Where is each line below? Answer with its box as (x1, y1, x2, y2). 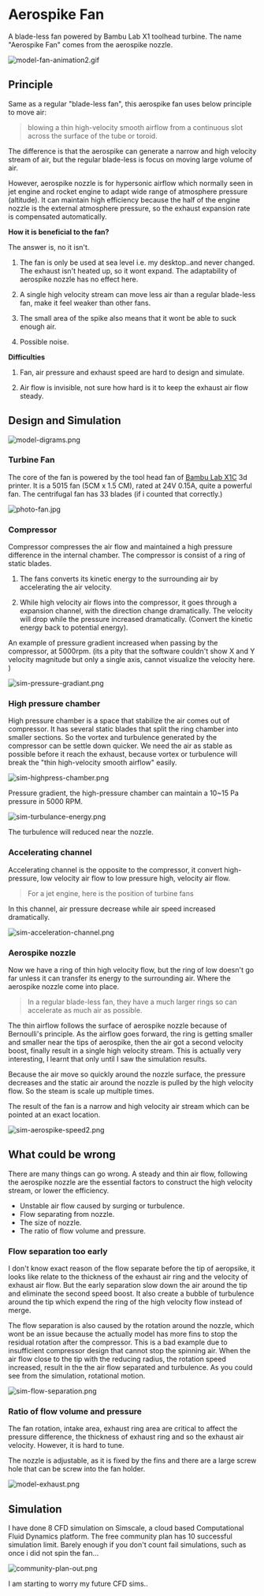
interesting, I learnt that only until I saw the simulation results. (8, 1055, 207, 1064)
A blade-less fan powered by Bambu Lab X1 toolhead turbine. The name (8, 32, 242, 41)
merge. (8, 1306, 32, 1315)
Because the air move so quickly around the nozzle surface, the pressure (8, 1070, 246, 1079)
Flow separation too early (8, 1245, 108, 1256)
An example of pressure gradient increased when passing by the (8, 638, 218, 648)
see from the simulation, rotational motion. (8, 1371, 146, 1381)
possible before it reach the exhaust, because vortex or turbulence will (8, 750, 238, 759)
